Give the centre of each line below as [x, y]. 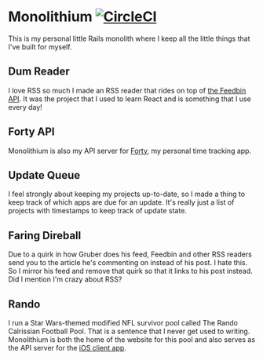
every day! [26, 107]
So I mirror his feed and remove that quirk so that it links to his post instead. [130, 271]
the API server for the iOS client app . [68, 348]
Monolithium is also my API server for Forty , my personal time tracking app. [130, 151]
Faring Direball [45, 235]
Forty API [31, 132]
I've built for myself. [40, 46]
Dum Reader [39, 72]
